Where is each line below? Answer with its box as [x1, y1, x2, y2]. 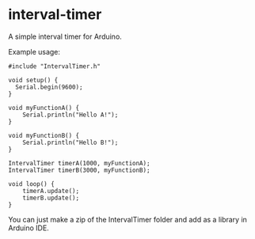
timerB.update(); [22, 194, 80, 202]
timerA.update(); [22, 187, 80, 195]
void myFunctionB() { [8, 131, 80, 139]
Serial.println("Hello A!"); [22, 111, 119, 119]
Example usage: [8, 47, 61, 56]
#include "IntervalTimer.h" [8, 62, 101, 70]
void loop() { [8, 180, 55, 188]
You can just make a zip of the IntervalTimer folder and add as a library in [8, 214, 248, 224]
